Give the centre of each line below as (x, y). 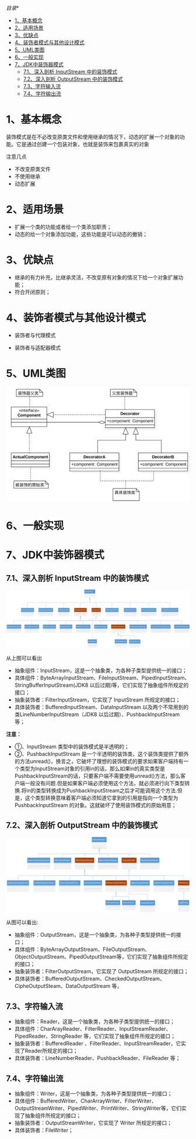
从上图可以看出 (24, 658)
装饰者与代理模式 (35, 335)
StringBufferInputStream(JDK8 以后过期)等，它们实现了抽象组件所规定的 (101, 685)
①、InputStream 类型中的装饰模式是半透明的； (72, 746)
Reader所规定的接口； (51, 1051)
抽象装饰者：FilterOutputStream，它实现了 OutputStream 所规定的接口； (101, 972)
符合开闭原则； (32, 292)
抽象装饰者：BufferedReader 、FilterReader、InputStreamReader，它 (98, 1044)
